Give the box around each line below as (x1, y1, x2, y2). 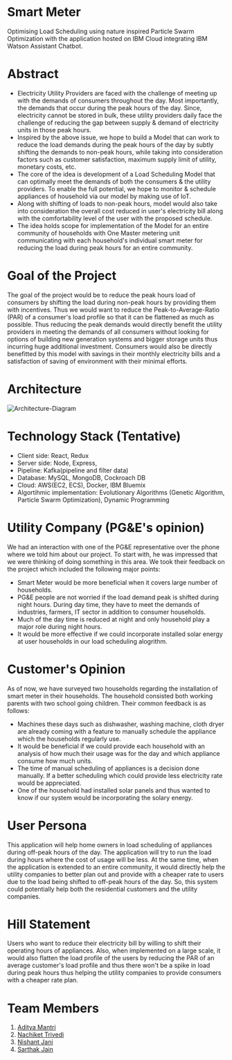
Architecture (7, 382, 82, 397)
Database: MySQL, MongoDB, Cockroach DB (17, 473, 146, 482)
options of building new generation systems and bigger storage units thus (7, 335, 218, 343)
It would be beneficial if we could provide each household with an (17, 742, 206, 750)
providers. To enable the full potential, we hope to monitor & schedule (17, 184, 216, 193)
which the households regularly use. (17, 734, 121, 743)
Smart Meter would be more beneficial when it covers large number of (17, 578, 218, 586)
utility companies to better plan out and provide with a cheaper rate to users (7, 870, 224, 878)
